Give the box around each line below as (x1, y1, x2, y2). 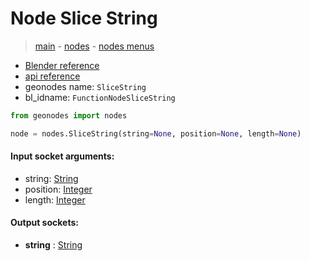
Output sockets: (10, 217, 79, 229)
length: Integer (24, 193, 86, 206)
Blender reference (24, 59, 100, 71)
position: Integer (24, 183, 93, 195)
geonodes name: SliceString (24, 80, 147, 92)
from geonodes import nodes (10, 110, 128, 121)
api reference (24, 70, 81, 82)
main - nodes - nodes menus (34, 40, 155, 52)
